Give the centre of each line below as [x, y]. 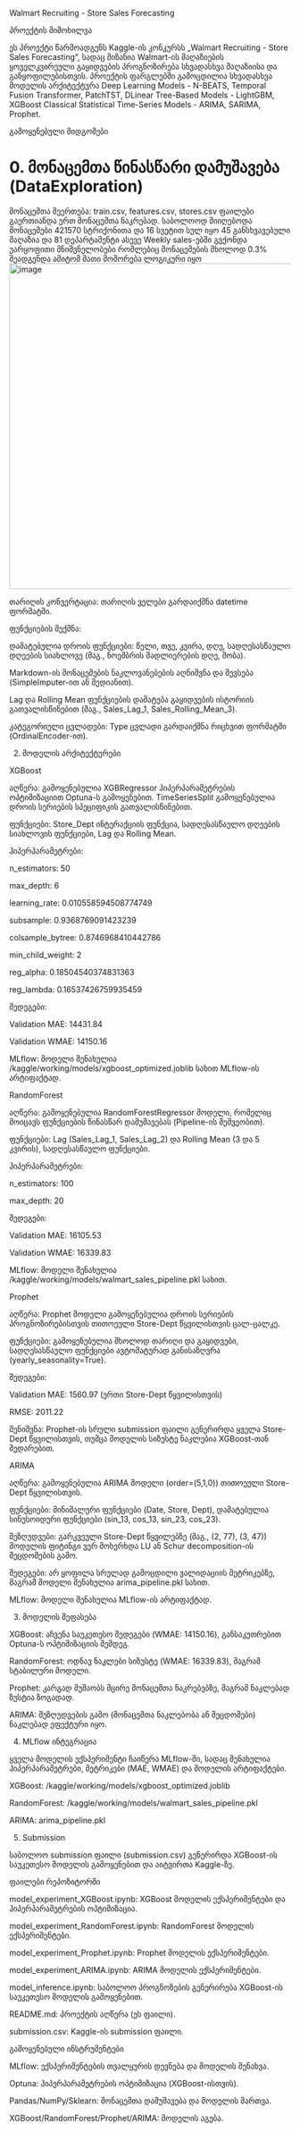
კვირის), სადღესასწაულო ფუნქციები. [79, 1149]
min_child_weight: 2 [46, 955]
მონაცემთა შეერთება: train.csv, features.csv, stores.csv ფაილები [132, 211]
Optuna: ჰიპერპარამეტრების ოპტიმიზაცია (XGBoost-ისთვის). [124, 2083]
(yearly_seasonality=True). [58, 1360]
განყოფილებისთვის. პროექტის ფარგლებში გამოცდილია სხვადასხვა [141, 76]
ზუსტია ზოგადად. [42, 1697]
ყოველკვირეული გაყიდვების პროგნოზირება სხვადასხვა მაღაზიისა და [143, 67]
